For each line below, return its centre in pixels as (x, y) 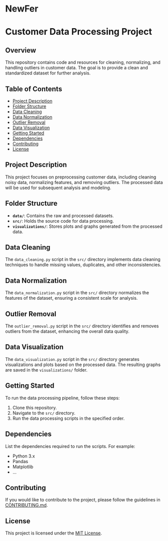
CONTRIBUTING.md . (27, 505)
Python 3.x (24, 456)
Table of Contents (34, 89)
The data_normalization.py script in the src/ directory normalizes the (77, 293)
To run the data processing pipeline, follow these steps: (62, 398)
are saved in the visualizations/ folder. (46, 370)
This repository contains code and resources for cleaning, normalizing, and (83, 62)
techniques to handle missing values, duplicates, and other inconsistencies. (83, 265)
